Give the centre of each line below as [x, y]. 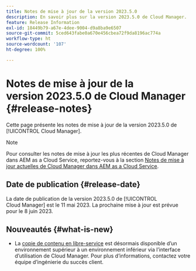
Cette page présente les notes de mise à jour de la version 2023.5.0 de [92, 125]
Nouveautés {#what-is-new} [60, 229]
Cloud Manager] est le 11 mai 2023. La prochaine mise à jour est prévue [92, 205]
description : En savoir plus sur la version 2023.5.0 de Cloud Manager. [97, 17]
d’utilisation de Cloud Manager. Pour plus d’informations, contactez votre [102, 256]
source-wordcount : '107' [36, 44]
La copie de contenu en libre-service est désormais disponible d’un [96, 243]
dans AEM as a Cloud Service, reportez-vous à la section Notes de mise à [95, 160]
